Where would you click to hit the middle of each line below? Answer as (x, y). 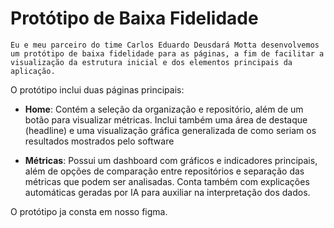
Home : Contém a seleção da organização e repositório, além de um (164, 109)
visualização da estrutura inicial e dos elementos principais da (151, 62)
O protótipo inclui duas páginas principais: (97, 89)
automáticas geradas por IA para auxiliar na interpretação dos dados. (167, 192)
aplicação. (33, 71)
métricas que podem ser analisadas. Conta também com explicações (167, 181)
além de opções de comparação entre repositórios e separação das (164, 171)
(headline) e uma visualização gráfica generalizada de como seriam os (170, 130)
